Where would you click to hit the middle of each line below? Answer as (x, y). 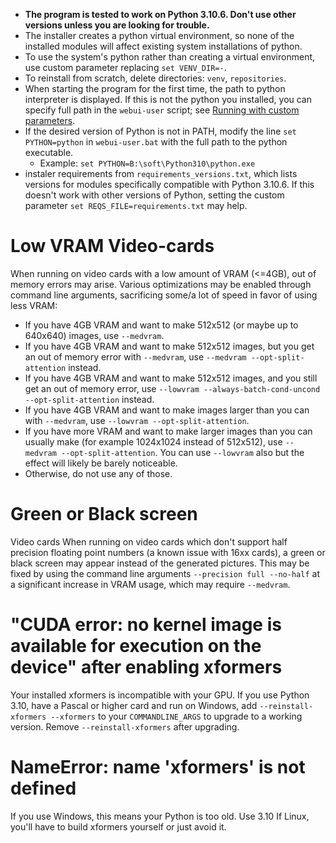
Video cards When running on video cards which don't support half (149, 541)
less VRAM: (34, 305)
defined (43, 788)
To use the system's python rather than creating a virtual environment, (170, 57)
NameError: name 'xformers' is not (158, 767)
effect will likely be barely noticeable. (101, 463)
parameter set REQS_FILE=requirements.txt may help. (136, 205)
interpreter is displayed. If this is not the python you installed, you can (168, 99)
